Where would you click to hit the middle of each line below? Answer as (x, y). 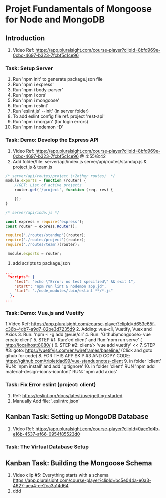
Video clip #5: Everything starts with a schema (61, 475)
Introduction (25, 38)
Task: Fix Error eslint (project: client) (51, 385)
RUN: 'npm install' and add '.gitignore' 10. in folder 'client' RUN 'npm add (80, 366)
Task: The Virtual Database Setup (47, 447)
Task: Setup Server (29, 68)
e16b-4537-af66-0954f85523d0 (46, 434)
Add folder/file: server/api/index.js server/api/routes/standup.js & (80, 161)
